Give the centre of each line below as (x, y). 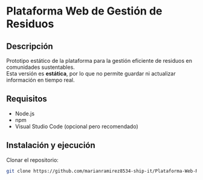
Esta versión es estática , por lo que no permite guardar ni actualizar (91, 73)
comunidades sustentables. (41, 67)
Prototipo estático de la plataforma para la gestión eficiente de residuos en (99, 61)
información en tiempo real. (40, 80)
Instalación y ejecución (51, 145)
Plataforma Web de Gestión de (84, 11)
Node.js (25, 114)
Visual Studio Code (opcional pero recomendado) (77, 126)
